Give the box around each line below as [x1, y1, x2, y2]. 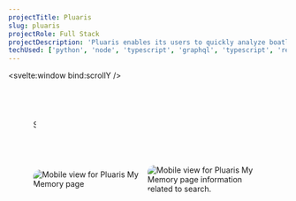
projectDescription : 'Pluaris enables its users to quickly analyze [8, 37, 266, 47]
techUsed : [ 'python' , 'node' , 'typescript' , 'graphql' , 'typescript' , [8, 46, 274, 55]
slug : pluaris [8, 21, 61, 30]
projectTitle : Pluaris [8, 12, 92, 22]
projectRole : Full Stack [8, 29, 100, 38]
